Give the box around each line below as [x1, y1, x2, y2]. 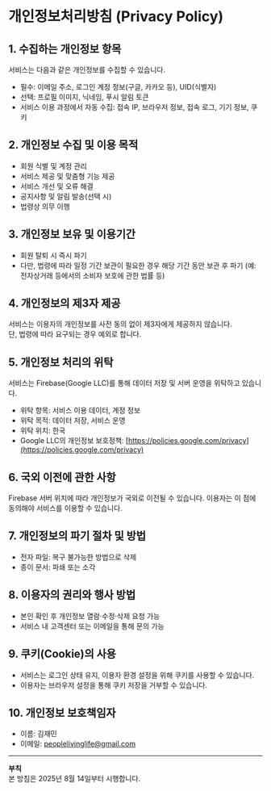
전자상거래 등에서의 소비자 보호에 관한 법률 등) [19, 270, 165, 280]
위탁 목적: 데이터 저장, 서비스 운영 [19, 416, 126, 425]
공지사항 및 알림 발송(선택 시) [19, 191, 112, 201]
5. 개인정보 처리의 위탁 [8, 355, 114, 369]
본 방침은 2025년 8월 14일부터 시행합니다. [8, 774, 141, 784]
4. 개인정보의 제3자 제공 [8, 296, 121, 311]
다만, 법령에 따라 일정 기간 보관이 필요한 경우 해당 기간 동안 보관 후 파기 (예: [19, 260, 256, 270]
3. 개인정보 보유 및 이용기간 [8, 228, 135, 241]
